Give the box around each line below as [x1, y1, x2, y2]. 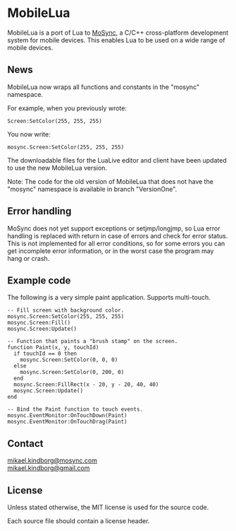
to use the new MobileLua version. [7, 163, 108, 172]
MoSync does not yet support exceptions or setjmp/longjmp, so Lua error [7, 224, 221, 233]
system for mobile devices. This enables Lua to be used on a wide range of [7, 35, 225, 44]
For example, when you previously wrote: [7, 104, 127, 112]
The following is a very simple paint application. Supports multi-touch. [7, 293, 211, 302]
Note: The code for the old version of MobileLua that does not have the [7, 177, 213, 185]
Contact [7, 437, 44, 450]
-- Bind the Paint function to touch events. [7, 406, 143, 413]
